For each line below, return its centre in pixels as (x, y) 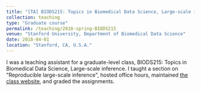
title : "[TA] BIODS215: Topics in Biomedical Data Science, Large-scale (99, 12)
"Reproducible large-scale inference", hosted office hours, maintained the (97, 75)
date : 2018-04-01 (28, 40)
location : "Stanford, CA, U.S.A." (49, 45)
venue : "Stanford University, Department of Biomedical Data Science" (96, 34)
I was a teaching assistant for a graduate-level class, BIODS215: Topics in (97, 62)
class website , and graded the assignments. (60, 81)
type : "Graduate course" (37, 23)
